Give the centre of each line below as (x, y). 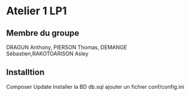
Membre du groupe (43, 33)
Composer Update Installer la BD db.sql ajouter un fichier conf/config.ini (95, 86)
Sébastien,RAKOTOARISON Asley (47, 54)
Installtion (25, 72)
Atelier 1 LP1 (37, 11)
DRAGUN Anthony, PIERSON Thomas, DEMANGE (67, 47)
